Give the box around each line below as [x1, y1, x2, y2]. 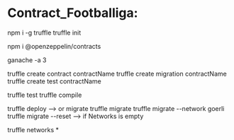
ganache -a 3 [7, 55, 47, 64]
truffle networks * [7, 125, 59, 134]
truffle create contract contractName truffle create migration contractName [7, 69, 227, 78]
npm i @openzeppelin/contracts [7, 42, 101, 50]
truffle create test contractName [7, 76, 101, 86]
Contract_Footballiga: [7, 5, 138, 21]
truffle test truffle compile [7, 91, 82, 99]
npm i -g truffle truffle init [7, 28, 82, 37]
